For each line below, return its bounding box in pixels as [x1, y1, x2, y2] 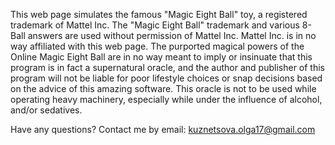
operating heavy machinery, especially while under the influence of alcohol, [10, 94, 323, 105]
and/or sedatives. [10, 104, 83, 116]
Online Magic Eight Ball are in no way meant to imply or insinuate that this [10, 51, 313, 63]
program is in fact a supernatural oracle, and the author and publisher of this [10, 62, 326, 73]
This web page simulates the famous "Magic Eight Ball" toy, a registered [10, 9, 308, 20]
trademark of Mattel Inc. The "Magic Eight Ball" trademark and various [10, 19, 300, 31]
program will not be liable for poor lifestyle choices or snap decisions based [10, 72, 323, 84]
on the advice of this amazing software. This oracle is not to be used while [10, 83, 317, 94]
